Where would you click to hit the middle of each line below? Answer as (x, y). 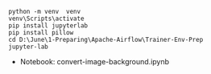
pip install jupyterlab (48, 26)
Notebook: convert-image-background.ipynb (95, 62)
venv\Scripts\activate (46, 18)
